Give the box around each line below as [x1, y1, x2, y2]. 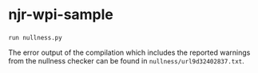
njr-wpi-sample [8, 6, 114, 24]
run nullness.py [8, 34, 62, 42]
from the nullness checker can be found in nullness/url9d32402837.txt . [8, 56, 245, 66]
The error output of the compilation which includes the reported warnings [8, 48, 251, 57]
